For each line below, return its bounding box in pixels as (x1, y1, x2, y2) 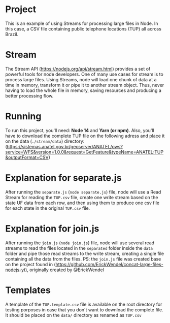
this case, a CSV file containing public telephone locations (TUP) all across (5, 25, 161, 31)
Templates (5, 284, 51, 296)
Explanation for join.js (5, 222, 99, 234)
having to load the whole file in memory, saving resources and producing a (5, 87, 161, 93)
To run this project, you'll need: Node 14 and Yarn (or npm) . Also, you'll (5, 127, 155, 133)
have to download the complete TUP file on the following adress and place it (5, 133, 165, 139)
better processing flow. (5, 92, 54, 99)
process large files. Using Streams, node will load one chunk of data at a (5, 76, 157, 82)
